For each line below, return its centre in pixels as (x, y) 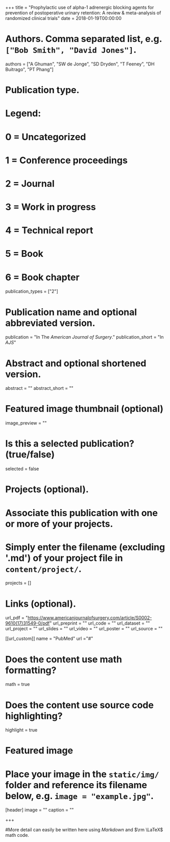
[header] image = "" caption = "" (40, 810)
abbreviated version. (50, 323)
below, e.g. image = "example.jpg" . (80, 796)
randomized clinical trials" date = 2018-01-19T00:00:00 (63, 18)
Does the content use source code (80, 705)
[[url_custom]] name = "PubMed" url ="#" (49, 638)
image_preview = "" (26, 423)
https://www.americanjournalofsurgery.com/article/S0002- (90, 618)
